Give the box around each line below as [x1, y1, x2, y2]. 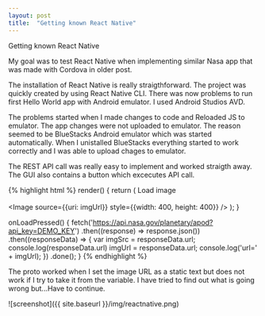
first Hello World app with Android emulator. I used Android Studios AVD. [8, 97, 246, 106]
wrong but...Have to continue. [8, 283, 106, 293]
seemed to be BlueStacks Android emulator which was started [8, 129, 212, 139]
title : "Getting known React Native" [8, 19, 136, 27]
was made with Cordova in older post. [8, 64, 132, 74]
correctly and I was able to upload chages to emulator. [8, 146, 186, 156]
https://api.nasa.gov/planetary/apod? [92, 218, 213, 227]
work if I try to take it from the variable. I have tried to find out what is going [8, 275, 255, 284]
